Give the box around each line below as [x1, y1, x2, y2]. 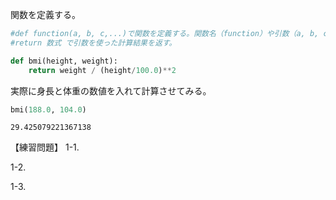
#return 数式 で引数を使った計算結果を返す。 [10, 38, 177, 48]
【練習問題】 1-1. [10, 141, 80, 153]
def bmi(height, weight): [10, 56, 118, 66]
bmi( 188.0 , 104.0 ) [10, 104, 87, 115]
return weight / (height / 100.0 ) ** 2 [28, 65, 177, 75]
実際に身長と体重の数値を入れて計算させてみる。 [10, 84, 212, 97]
